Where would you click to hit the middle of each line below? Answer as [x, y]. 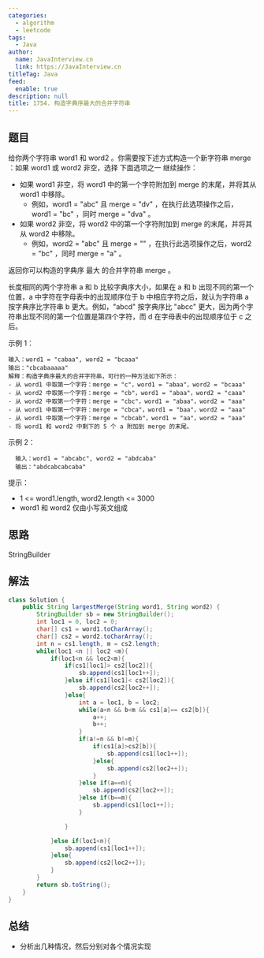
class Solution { [37, 600]
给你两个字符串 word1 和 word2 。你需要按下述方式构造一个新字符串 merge [130, 158]
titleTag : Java [33, 74]
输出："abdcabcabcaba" [51, 467]
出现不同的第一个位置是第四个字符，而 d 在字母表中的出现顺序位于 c [132, 316]
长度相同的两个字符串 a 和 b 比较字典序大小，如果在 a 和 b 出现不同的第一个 [131, 287]
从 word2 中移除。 [49, 233]
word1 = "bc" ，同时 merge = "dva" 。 [93, 214]
